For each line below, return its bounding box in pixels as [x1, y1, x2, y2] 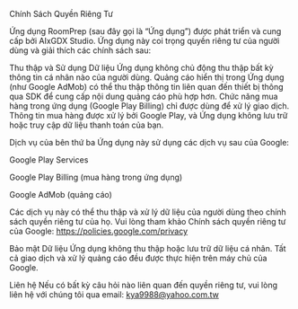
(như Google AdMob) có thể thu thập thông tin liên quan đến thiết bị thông [9, 82, 285, 92]
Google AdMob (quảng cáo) [9, 190, 112, 199]
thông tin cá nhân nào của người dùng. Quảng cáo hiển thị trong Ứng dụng [9, 72, 285, 83]
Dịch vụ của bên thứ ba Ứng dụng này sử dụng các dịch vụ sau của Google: [9, 137, 290, 147]
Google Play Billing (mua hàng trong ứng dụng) [9, 172, 183, 182]
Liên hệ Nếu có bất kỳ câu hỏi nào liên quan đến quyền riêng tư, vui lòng [9, 279, 278, 290]
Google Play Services [9, 154, 89, 165]
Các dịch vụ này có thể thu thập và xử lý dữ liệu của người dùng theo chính [9, 207, 287, 217]
